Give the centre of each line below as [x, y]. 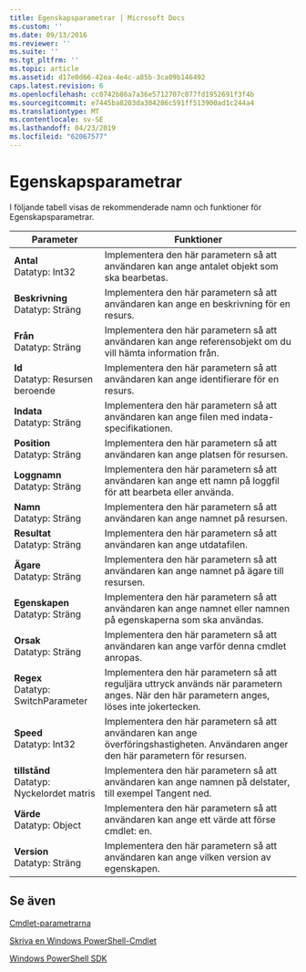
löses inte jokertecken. [153, 706]
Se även [33, 901]
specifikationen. [138, 428]
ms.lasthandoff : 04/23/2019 [63, 129]
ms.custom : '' [36, 26]
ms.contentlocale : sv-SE [56, 120]
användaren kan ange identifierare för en [192, 379]
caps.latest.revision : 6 [56, 86]
